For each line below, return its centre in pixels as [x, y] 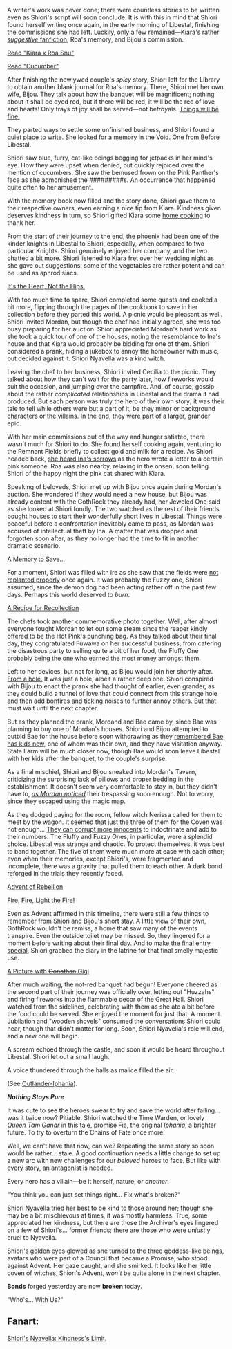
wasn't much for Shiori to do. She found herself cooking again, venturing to [114, 444]
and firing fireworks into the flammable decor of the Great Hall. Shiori [105, 999]
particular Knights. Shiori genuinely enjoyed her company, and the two [107, 251]
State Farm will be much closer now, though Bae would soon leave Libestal [113, 751]
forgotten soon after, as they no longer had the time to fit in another [103, 538]
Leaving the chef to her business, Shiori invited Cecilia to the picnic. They [112, 372]
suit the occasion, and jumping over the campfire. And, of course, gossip [111, 386]
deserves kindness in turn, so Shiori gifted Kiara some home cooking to [109, 215]
